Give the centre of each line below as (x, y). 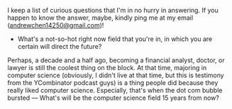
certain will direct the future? (60, 46)
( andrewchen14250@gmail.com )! (56, 25)
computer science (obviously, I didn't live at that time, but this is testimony (116, 75)
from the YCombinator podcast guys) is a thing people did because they (113, 83)
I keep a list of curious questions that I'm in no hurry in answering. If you (113, 10)
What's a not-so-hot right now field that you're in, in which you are (115, 39)
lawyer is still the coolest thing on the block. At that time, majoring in (107, 68)
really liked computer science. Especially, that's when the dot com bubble (115, 90)
